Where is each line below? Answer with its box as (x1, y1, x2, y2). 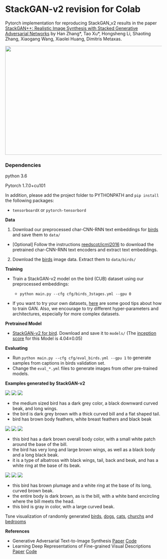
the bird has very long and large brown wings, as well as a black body (12, 447, 156, 453)
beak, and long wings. (12, 406, 58, 412)
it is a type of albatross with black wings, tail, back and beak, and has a (12, 457, 159, 463)
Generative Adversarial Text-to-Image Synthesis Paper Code (12, 538, 137, 544)
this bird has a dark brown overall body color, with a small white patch (12, 436, 156, 442)
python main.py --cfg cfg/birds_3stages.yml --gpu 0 (19, 291, 132, 297)
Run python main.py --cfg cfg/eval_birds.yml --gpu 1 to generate (12, 355, 152, 361)
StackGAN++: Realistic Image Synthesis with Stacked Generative (5, 25, 138, 31)
